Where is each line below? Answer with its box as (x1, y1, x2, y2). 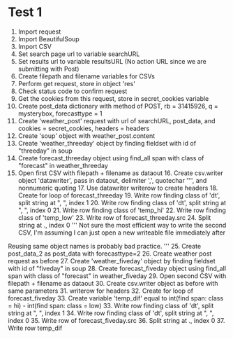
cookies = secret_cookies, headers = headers (17, 124, 150, 132)
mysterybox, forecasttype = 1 (17, 109, 103, 118)
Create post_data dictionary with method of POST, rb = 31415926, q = (17, 102, 218, 110)
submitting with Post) (17, 64, 80, 73)
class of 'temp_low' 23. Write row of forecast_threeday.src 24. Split (17, 213, 211, 221)
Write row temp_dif (8, 324, 63, 332)
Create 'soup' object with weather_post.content (17, 131, 156, 140)
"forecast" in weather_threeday (17, 161, 109, 169)
